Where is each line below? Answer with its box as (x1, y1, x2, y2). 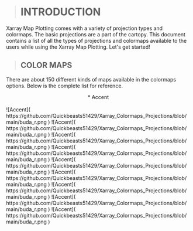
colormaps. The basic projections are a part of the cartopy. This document (6, 30, 186, 38)
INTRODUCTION (20, 5, 101, 19)
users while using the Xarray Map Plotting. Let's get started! (6, 43, 150, 50)
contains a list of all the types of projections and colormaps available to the (6, 37, 187, 44)
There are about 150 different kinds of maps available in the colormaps (6, 76, 177, 83)
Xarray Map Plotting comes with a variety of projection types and (6, 25, 163, 32)
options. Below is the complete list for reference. (6, 82, 123, 89)
